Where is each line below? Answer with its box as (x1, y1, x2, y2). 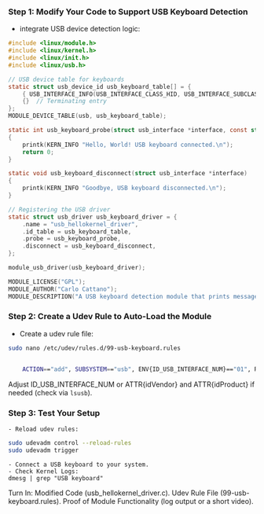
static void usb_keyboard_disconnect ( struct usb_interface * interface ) (8, 170, 247, 178)
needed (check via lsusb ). (8, 387, 93, 397)
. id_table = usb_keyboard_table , (22, 227, 132, 236)
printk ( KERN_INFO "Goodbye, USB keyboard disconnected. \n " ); (22, 184, 226, 193)
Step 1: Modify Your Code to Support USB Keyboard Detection (8, 6, 248, 17)
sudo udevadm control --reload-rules (8, 439, 132, 446)
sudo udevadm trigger (8, 446, 79, 454)
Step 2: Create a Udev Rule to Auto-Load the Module (8, 311, 212, 322)
